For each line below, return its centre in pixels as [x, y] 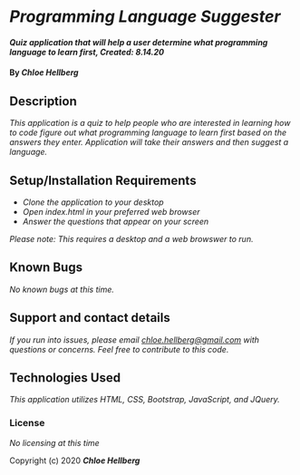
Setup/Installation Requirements [103, 180]
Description [43, 101]
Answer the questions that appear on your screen [116, 221]
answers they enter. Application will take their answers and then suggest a [149, 142]
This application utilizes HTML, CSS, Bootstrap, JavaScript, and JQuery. [145, 400]
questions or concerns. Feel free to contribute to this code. [119, 349]
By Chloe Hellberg [44, 73]
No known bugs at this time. [62, 289]
